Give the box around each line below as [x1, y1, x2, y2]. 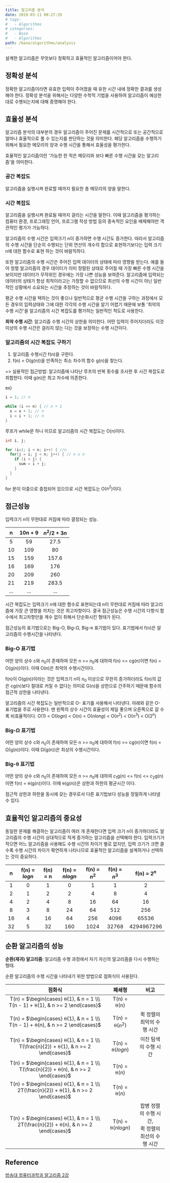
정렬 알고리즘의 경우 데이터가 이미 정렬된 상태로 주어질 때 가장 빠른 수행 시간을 [10, 265, 164, 271]
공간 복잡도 [5, 173, 31, 180]
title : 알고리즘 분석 [5, 7, 45, 13]
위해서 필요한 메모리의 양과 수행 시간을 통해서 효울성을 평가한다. [5, 142, 131, 148]
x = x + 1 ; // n [10, 409, 44, 414]
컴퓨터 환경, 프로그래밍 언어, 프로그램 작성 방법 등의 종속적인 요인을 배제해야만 [5, 218, 159, 224]
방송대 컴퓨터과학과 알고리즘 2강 [5, 1172, 69, 1178]
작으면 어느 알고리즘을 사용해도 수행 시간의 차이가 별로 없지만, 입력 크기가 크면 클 [5, 841, 164, 847]
